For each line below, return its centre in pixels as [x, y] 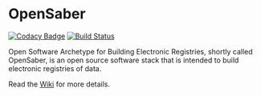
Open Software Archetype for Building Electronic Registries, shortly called [130, 51]
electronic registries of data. [55, 68]
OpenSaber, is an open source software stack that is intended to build [124, 60]
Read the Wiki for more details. [59, 84]
